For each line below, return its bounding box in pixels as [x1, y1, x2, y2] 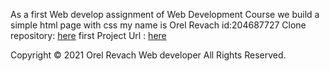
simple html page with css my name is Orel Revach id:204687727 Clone [10, 19, 307, 31]
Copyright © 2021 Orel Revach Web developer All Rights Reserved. [10, 49, 287, 61]
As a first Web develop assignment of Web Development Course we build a [10, 9, 320, 20]
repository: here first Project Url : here [10, 30, 167, 41]
